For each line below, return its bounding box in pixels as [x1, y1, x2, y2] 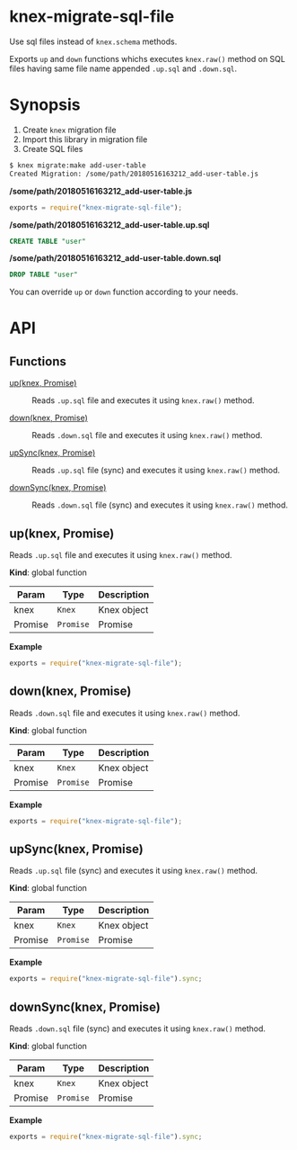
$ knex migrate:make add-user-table [9, 160, 146, 170]
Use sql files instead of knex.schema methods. [9, 36, 178, 47]
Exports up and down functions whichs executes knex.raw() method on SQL [9, 53, 285, 64]
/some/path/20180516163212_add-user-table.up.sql [9, 219, 210, 230]
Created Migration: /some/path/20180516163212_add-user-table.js [9, 169, 258, 178]
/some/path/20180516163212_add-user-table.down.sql [9, 253, 222, 264]
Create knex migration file [22, 124, 117, 135]
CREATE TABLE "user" [9, 237, 87, 246]
